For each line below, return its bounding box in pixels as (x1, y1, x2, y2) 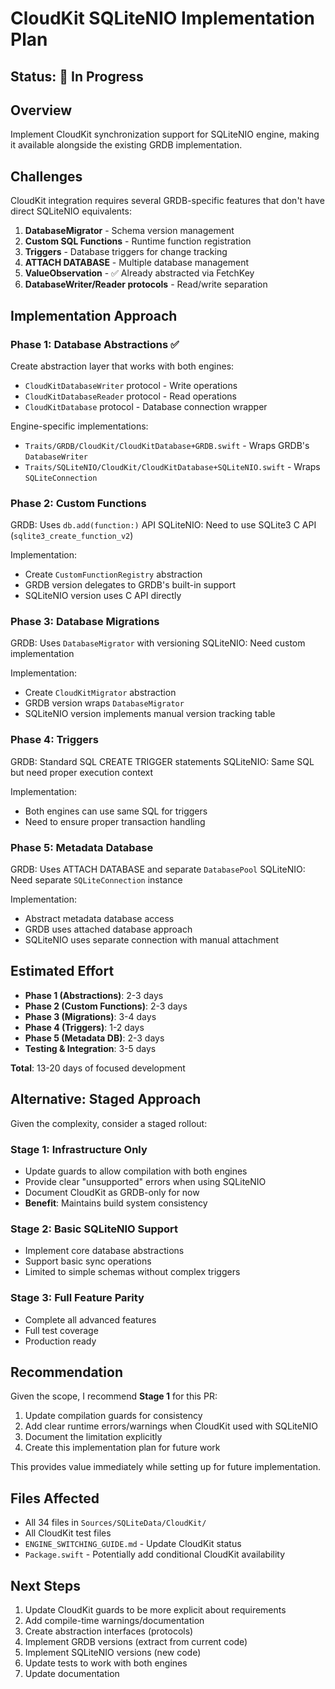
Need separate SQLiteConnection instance (10, 874, 183, 886)
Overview (10, 102, 73, 119)
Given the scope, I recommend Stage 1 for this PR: (10, 1390, 218, 1402)
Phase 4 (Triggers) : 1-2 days (24, 1021, 145, 1033)
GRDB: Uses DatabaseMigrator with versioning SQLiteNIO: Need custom (10, 637, 306, 649)
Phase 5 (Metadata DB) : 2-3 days (24, 1032, 165, 1044)
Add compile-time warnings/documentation (24, 1615, 205, 1627)
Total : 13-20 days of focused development (10, 1062, 186, 1074)
